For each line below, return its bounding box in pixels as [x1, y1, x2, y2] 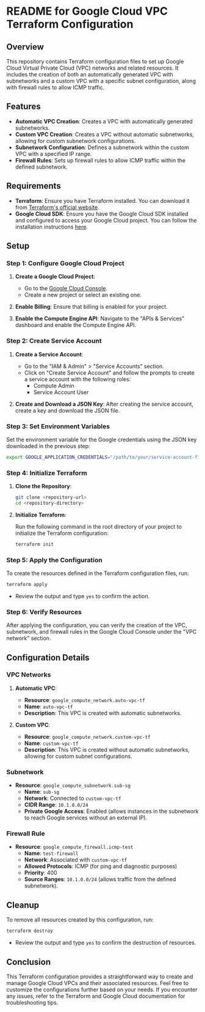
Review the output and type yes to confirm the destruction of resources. [15, 939, 196, 947]
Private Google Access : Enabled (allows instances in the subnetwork [24, 808, 199, 815]
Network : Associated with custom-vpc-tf [24, 856, 128, 864]
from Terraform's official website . [15, 204, 99, 211]
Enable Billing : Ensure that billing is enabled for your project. [15, 303, 168, 310]
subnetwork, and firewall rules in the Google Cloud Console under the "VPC [6, 628, 197, 636]
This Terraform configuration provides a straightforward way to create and [6, 973, 193, 980]
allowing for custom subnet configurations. [24, 752, 132, 760]
